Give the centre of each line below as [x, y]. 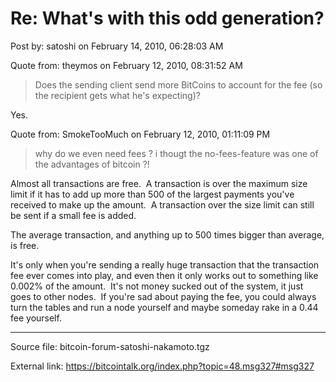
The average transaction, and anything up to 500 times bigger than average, [167, 234]
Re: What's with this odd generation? [167, 18]
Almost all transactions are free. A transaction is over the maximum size [159, 183]
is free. [25, 245]
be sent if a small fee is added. [73, 215]
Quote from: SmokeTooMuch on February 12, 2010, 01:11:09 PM [140, 134]
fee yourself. [36, 318]
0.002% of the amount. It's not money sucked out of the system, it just [157, 286]
